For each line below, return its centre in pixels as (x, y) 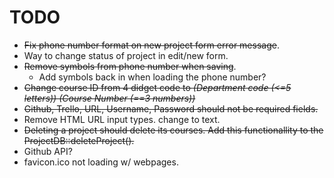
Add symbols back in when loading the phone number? (152, 77)
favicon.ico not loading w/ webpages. (101, 162)
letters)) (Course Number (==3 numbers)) (109, 98)
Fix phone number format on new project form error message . (151, 45)
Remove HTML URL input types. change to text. (122, 119)
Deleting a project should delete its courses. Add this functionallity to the (173, 130)
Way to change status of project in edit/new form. (126, 55)
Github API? (48, 151)
